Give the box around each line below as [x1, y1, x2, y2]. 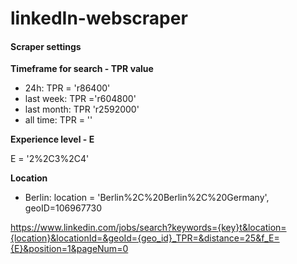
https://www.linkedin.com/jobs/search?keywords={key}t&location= [10, 222, 287, 234]
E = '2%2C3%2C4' [10, 153, 90, 165]
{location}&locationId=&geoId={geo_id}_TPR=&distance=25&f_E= [10, 232, 280, 244]
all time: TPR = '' [24, 114, 93, 126]
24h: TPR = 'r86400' [24, 82, 111, 94]
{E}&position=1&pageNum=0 [10, 243, 129, 255]
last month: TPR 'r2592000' [24, 103, 140, 116]
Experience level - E [10, 133, 95, 146]
